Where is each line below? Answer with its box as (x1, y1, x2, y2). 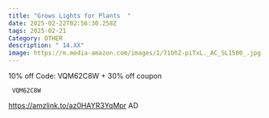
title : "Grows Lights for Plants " (8, 11, 131, 20)
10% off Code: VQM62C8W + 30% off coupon (8, 71, 163, 80)
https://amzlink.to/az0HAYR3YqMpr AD (8, 101, 139, 110)
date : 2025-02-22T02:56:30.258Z (8, 19, 117, 27)
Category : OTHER (8, 34, 63, 43)
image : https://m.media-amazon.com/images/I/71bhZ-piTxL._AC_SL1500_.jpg (8, 49, 262, 57)
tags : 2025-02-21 (8, 26, 67, 35)
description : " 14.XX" (8, 42, 85, 50)
